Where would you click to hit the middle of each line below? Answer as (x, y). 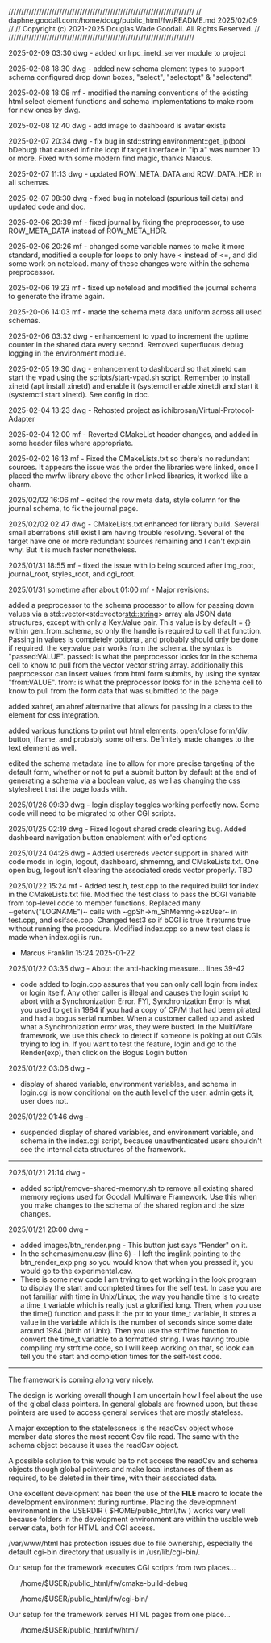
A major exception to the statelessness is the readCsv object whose (121, 1428)
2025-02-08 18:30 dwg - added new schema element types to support (126, 69)
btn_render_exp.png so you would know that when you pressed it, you (137, 1262)
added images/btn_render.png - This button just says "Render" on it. (133, 1245)
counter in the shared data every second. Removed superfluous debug (126, 345)
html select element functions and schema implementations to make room (131, 101)
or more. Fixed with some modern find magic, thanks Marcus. (110, 158)
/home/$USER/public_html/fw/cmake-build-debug (104, 1583)
